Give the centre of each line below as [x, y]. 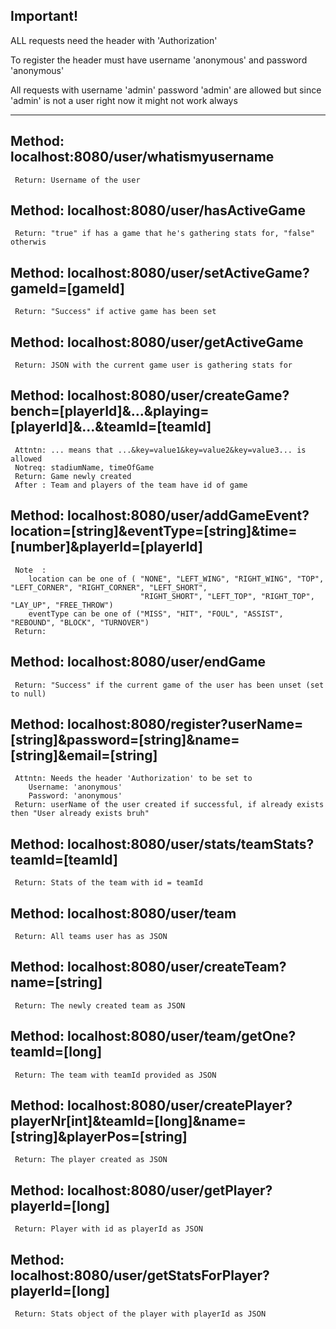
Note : [30, 570]
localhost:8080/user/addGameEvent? [188, 515]
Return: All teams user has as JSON [91, 936]
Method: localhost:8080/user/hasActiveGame [158, 210]
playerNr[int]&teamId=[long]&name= [128, 1120]
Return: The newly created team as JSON [100, 1005]
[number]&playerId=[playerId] [106, 547]
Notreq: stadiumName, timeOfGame [84, 467]
